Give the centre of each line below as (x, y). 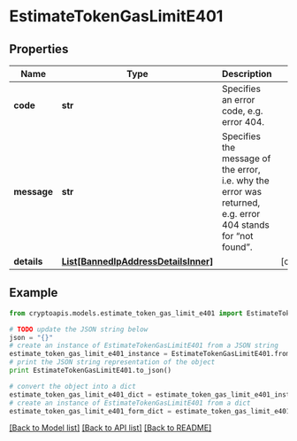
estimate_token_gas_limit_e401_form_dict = (91, 411)
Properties (39, 49)
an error (238, 100)
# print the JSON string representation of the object (112, 362)
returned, (241, 203)
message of (246, 159)
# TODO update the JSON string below (79, 329)
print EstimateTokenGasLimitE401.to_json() (91, 371)
